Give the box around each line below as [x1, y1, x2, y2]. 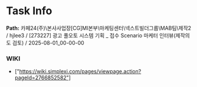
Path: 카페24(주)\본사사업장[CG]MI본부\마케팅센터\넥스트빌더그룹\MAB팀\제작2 [6, 24, 192, 31]
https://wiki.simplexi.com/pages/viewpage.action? [19, 68, 142, 75]
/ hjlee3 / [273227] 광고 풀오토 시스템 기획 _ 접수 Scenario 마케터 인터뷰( [6, 31, 176, 39]
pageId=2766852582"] [14, 74, 71, 81]
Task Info [6, 4, 52, 18]
